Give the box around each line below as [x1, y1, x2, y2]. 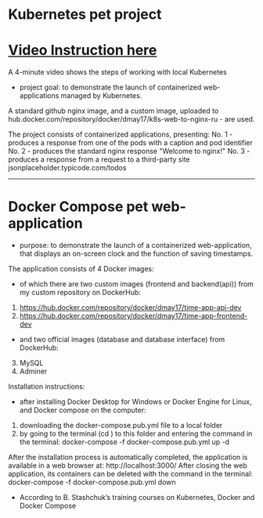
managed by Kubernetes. [60, 91, 142, 100]
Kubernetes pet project [8, 5, 162, 24]
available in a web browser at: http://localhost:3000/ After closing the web [8, 461, 248, 470]
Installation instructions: [8, 382, 85, 392]
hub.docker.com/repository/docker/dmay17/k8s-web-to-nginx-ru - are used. [8, 115, 255, 124]
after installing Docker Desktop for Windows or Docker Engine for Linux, [19, 397, 252, 407]
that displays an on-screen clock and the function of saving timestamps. [19, 249, 253, 258]
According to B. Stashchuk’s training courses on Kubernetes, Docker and [19, 493, 255, 502]
